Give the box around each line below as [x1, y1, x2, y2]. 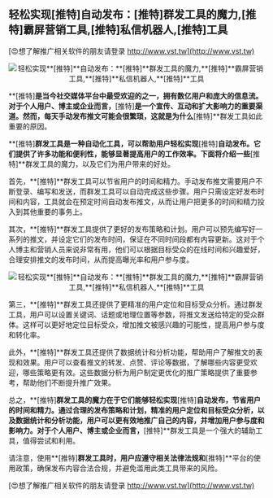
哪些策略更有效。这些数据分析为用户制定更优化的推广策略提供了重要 [22, 367, 250, 377]
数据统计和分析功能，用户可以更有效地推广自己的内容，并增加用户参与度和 [15, 415, 265, 425]
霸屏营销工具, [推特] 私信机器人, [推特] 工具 [23, 23, 228, 37]
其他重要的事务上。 [22, 207, 87, 216]
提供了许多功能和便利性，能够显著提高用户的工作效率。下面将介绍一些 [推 [15, 149, 261, 159]
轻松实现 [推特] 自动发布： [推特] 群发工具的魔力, [8, 7, 242, 22]
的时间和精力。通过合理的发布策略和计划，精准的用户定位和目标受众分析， [8, 405, 258, 415]
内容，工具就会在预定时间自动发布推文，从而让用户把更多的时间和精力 [22, 196, 258, 206]
